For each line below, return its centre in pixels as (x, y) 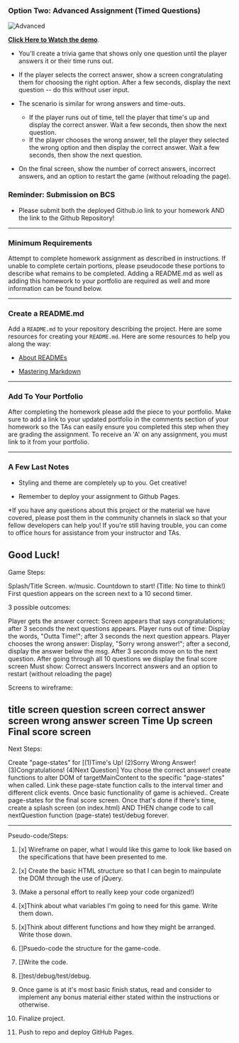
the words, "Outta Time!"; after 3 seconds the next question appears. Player (119, 636)
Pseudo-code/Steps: (38, 836)
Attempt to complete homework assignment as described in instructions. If (117, 258)
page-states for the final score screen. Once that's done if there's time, (112, 800)
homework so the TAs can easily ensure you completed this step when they (118, 427)
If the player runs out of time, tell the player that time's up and (119, 117)
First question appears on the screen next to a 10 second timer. (100, 593)
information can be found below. (55, 288)
